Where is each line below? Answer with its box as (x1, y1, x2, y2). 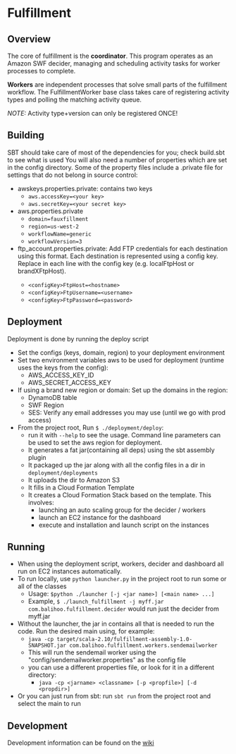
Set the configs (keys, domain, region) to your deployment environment (17, 348, 225, 357)
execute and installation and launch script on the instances (38, 521, 209, 529)
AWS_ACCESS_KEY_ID (27, 370, 94, 379)
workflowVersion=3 (27, 238, 82, 245)
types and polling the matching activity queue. (7, 95, 142, 104)
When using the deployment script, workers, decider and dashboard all (17, 559, 224, 568)
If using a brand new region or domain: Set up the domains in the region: (17, 386, 228, 394)
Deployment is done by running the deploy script (7, 334, 149, 343)
